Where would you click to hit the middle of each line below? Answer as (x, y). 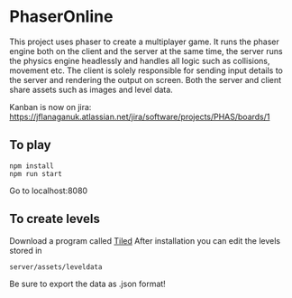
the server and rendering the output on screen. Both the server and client (146, 79)
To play (30, 145)
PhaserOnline (61, 17)
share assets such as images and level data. (91, 89)
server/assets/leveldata (56, 267)
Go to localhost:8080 (49, 191)
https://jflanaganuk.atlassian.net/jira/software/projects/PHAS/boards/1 (140, 116)
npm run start (36, 173)
